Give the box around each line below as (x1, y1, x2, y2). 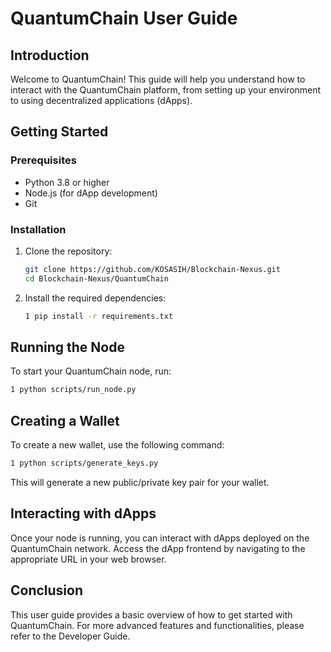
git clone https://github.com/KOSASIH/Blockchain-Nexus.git (24, 264, 281, 274)
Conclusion (10, 582, 84, 599)
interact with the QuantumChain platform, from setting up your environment (10, 84, 322, 96)
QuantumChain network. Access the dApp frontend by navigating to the (10, 542, 306, 554)
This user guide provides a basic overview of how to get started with (10, 608, 293, 621)
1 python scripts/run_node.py (10, 385, 137, 395)
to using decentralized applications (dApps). (10, 95, 193, 106)
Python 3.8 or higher (24, 176, 110, 188)
